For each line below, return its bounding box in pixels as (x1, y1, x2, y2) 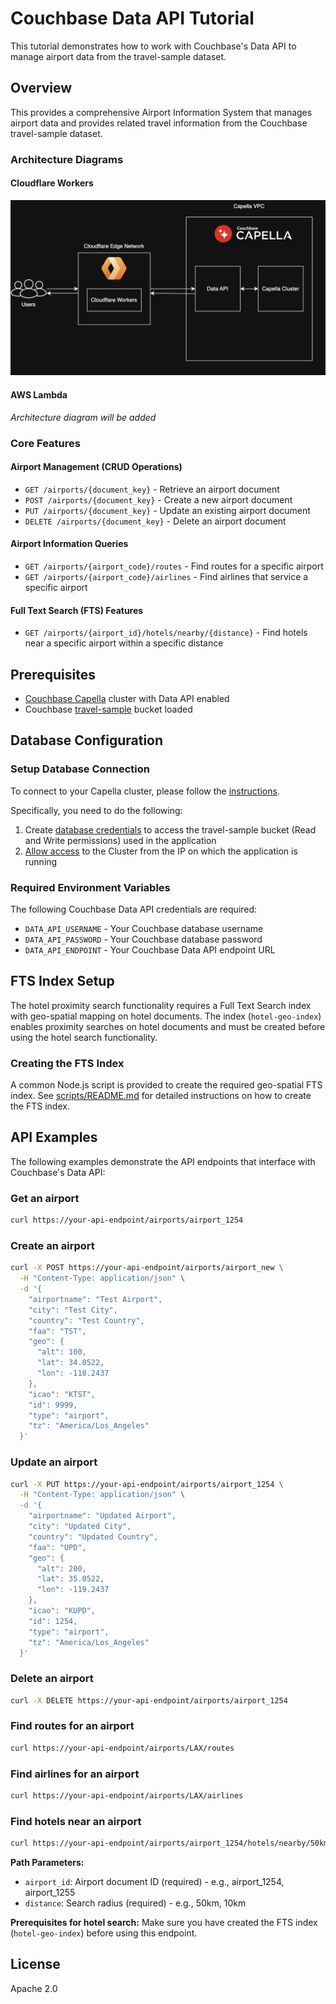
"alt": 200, (36, 1563, 87, 1574)
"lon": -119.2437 (36, 1585, 110, 1595)
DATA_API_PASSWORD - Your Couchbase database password (24, 933, 263, 945)
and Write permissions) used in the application (24, 834, 217, 846)
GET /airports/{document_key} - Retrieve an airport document (24, 483, 280, 495)
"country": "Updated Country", (28, 1532, 159, 1542)
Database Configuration (10, 732, 164, 749)
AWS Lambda (10, 389, 68, 401)
